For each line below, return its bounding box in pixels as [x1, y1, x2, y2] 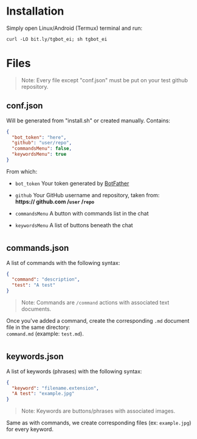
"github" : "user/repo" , [12, 140, 72, 146]
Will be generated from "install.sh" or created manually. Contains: [6, 117, 170, 124]
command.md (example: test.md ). [6, 330, 84, 337]
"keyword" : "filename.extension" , [12, 385, 99, 391]
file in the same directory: [6, 324, 71, 331]
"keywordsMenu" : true [12, 151, 67, 158]
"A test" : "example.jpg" [12, 391, 75, 397]
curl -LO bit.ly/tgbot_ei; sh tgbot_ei [6, 36, 108, 42]
